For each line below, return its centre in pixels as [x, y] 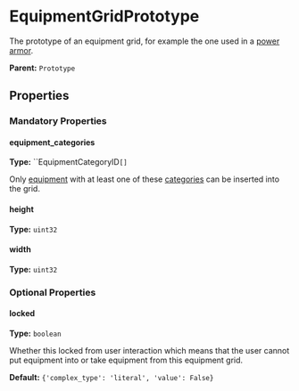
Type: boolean [35, 333]
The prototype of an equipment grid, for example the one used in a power [145, 41]
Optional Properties [53, 292]
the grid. [25, 189]
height [21, 209]
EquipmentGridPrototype [104, 16]
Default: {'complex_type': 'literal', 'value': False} [112, 377]
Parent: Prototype [42, 68]
